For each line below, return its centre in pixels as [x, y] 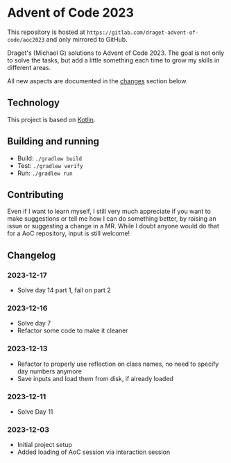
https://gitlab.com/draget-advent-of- [143, 33]
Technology [34, 103]
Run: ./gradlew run [45, 173]
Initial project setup [45, 445]
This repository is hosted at [46, 32]
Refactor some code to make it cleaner [72, 330]
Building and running [53, 141]
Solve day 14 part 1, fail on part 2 [64, 290]
